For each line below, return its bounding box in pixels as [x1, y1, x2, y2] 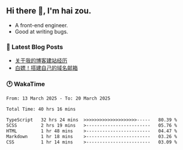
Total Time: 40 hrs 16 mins [6, 106, 76, 113]
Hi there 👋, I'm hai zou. [6, 6, 91, 16]
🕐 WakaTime [6, 80, 45, 88]
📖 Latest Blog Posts [6, 43, 64, 51]
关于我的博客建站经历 [14, 57, 67, 64]
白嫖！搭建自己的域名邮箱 [14, 65, 78, 72]
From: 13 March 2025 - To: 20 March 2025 [6, 95, 111, 101]
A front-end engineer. [14, 21, 69, 28]
